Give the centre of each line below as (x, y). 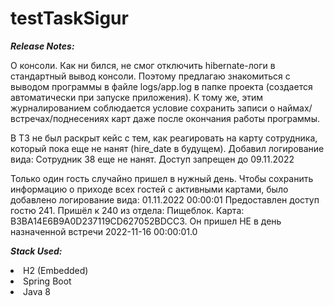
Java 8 (37, 291)
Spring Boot (47, 281)
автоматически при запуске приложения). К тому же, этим (137, 97)
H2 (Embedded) (56, 270)
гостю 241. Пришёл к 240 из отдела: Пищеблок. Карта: (127, 210)
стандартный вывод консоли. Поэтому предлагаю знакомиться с (150, 76)
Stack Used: (36, 251)
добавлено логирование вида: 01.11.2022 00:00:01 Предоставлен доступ (165, 199)
